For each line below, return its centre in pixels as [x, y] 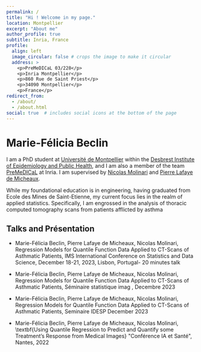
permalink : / [23, 12]
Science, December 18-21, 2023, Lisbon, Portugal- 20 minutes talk [97, 263]
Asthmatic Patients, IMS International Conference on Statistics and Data [104, 256]
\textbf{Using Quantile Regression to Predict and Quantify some [94, 330]
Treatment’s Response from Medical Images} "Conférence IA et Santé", [103, 336]
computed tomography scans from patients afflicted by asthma [85, 210]
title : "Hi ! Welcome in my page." [51, 18]
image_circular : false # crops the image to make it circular [91, 57]
